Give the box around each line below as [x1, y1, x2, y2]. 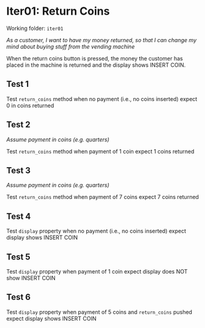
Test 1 [6, 79, 29, 89]
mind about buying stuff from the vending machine [6, 43, 135, 50]
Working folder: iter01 [6, 24, 64, 32]
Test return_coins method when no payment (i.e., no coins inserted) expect [6, 95, 198, 102]
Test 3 [6, 165, 31, 176]
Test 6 [6, 292, 31, 302]
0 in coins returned [6, 102, 54, 109]
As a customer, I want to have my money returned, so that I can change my [6, 36, 197, 43]
